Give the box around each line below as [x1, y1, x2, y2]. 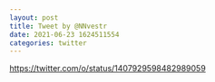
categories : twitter [9, 38, 88, 48]
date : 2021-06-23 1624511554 [9, 30, 120, 39]
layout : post [9, 13, 59, 23]
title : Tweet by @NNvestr [9, 22, 107, 31]
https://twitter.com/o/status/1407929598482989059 [9, 63, 206, 74]
